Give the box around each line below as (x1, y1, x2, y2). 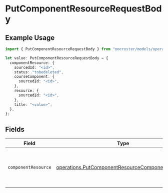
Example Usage (5, 33, 55, 42)
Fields (5, 125, 25, 134)
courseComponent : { (14, 74, 55, 79)
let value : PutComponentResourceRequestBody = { (5, 55, 108, 60)
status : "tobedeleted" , (14, 69, 64, 75)
